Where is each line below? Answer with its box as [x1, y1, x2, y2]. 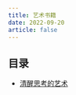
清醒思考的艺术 [19, 79, 68, 88]
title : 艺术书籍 [8, 11, 56, 19]
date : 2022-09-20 [8, 19, 65, 26]
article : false [8, 26, 58, 33]
